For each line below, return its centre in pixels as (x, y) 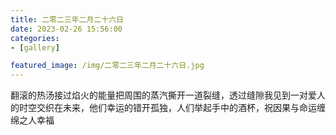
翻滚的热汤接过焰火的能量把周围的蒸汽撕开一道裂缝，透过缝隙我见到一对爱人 (168, 95)
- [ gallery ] (35, 47)
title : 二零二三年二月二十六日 (67, 19)
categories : (35, 38)
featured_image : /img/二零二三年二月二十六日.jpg (107, 66)
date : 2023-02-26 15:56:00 (66, 29)
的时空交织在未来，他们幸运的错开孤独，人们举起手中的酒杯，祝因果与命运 (163, 108)
